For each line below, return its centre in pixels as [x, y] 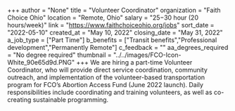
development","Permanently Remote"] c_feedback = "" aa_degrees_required [118, 47]
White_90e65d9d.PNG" [41, 62]
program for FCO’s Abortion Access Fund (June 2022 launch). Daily [106, 85]
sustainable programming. [71, 100]
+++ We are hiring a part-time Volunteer [134, 62]
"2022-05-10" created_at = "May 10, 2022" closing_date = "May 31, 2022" [115, 32]
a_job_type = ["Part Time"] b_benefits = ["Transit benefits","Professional [112, 40]
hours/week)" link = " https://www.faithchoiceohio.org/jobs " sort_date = [111, 25]
